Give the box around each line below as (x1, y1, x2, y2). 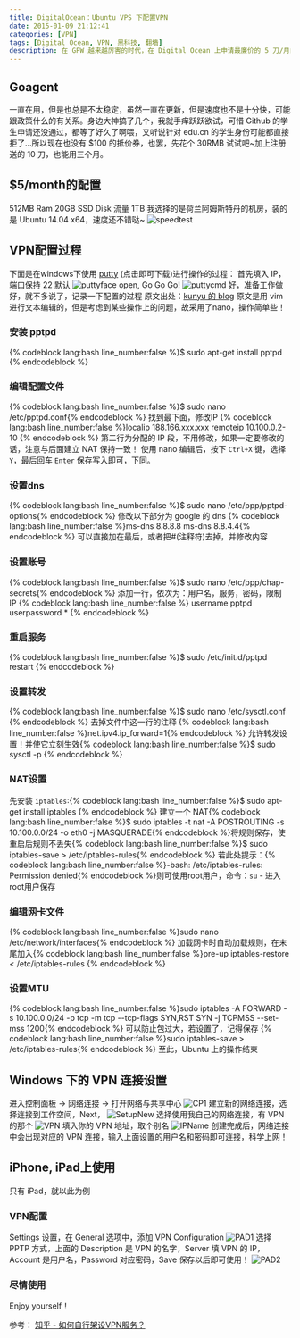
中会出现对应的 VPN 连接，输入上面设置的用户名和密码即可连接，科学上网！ (9, 1132, 288, 1142)
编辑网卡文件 (9, 906, 65, 918)
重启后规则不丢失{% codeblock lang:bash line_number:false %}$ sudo (9, 838, 268, 849)
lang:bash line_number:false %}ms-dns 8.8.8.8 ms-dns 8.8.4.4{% (9, 521, 251, 531)
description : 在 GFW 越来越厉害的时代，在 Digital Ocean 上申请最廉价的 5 (9, 46, 270, 55)
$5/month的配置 (9, 178, 101, 193)
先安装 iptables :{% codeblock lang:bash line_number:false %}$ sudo (9, 795, 266, 806)
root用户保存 (9, 881, 56, 891)
